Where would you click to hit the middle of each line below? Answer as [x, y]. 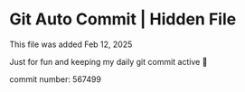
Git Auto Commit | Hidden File [123, 19]
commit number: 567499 [56, 79]
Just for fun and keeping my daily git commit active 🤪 [108, 61]
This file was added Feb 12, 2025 [71, 44]
